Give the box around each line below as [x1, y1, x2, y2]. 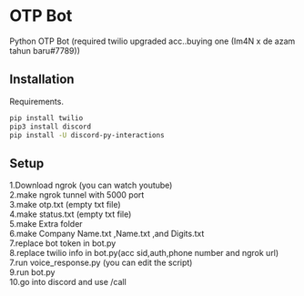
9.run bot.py [9, 267, 56, 278]
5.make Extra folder [9, 219, 84, 230]
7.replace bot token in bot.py [9, 238, 117, 249]
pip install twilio [9, 113, 84, 123]
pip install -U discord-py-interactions [9, 130, 166, 139]
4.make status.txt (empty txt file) [9, 209, 132, 219]
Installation [9, 72, 75, 87]
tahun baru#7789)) [9, 45, 80, 56]
